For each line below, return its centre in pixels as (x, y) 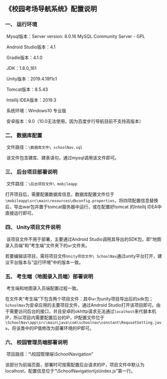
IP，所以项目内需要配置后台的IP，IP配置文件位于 (55, 317)
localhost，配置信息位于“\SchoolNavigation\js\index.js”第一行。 (70, 371)
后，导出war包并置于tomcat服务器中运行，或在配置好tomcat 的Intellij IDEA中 (83, 207)
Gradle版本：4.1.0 (24, 57)
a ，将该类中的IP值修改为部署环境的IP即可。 (50, 328)
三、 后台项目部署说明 (31, 172)
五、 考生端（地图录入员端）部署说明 (49, 276)
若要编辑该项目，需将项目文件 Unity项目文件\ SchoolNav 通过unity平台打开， (82, 256)
